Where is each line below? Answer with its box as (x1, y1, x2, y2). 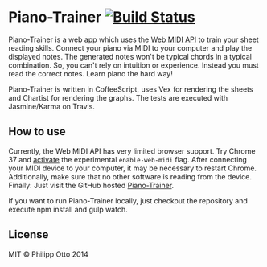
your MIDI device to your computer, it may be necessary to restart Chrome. (8, 163, 257, 173)
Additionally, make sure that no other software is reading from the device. (8, 171, 252, 181)
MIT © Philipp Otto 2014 (8, 249, 88, 259)
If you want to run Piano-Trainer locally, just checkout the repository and (8, 195, 248, 205)
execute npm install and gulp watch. (8, 204, 128, 214)
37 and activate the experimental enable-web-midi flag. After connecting (8, 154, 248, 164)
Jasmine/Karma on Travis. (8, 101, 95, 111)
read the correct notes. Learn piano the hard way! (8, 68, 173, 78)
